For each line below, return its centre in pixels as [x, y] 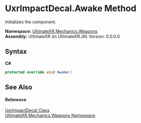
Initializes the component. [31, 22]
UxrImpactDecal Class [27, 110]
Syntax [16, 52]
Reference [16, 99]
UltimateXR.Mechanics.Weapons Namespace [50, 115]
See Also [19, 87]
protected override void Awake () [39, 72]
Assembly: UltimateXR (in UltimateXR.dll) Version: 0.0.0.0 [63, 36]
